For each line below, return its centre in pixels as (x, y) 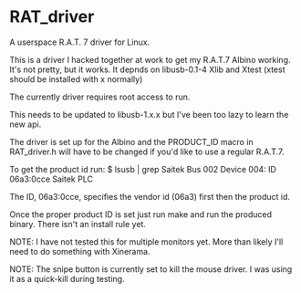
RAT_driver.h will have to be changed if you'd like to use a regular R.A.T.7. (147, 152)
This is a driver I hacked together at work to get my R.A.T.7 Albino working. (150, 59)
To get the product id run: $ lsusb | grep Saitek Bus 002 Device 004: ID (143, 169)
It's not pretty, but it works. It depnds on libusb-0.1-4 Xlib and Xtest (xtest (147, 69)
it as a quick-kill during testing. (67, 278)
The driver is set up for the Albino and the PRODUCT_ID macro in (131, 141)
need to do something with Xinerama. (80, 251)
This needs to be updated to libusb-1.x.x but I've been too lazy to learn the (149, 114)
